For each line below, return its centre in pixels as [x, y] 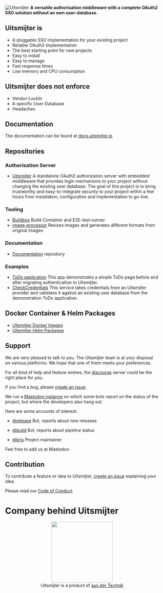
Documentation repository [38, 254]
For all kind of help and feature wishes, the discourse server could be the [79, 372]
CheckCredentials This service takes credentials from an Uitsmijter [79, 288]
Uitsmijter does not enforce [48, 86]
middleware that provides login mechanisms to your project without [80, 181]
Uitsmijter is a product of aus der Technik [82, 586]
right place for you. [24, 378]
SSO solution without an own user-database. [51, 13]
